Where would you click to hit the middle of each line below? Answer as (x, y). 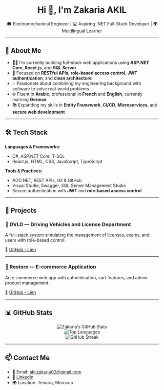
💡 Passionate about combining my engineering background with (77, 83)
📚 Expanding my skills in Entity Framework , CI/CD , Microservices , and (85, 105)
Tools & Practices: (24, 171)
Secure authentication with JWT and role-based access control (77, 190)
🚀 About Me (23, 51)
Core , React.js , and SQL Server (44, 67)
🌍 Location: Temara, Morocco (42, 383)
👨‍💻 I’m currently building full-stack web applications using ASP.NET (81, 62)
